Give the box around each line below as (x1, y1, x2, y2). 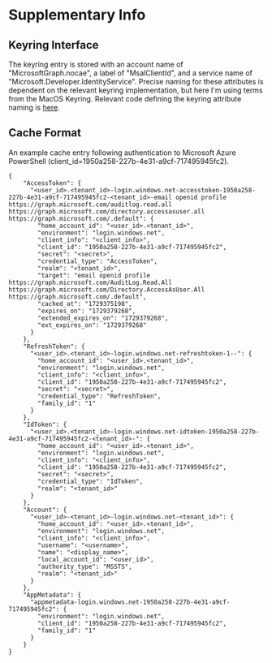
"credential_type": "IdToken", (37, 477, 144, 485)
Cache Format (8, 126, 81, 140)
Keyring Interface (8, 38, 99, 52)
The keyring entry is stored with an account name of (8, 59, 184, 69)
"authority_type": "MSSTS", (37, 562, 132, 570)
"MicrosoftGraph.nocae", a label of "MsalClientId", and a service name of (8, 68, 253, 78)
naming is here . (8, 103, 60, 112)
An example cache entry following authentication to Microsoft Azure (8, 148, 237, 157)
